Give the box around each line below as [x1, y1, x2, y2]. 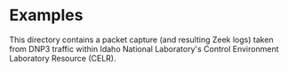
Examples [9, 5, 84, 25]
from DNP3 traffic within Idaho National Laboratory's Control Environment [9, 43, 279, 54]
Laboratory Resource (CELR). [9, 53, 116, 63]
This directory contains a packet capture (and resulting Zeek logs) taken [9, 34, 274, 45]
